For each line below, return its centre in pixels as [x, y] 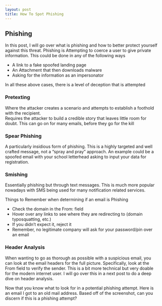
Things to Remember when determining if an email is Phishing [67, 200]
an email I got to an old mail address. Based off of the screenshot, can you [79, 293]
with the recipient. [23, 113]
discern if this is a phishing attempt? [41, 298]
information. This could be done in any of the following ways [65, 56]
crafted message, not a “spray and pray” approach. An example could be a [79, 151]
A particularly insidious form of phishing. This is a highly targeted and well [79, 146]
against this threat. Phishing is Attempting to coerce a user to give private [78, 50]
